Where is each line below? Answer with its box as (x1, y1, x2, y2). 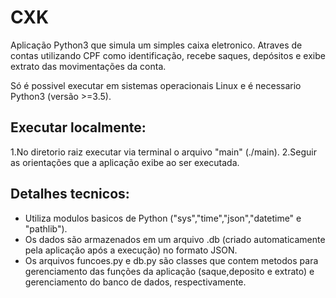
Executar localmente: (10, 119, 147, 136)
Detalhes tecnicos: (10, 186, 130, 203)
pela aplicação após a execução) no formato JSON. (24, 244, 238, 256)
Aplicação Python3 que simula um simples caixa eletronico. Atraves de (10, 39, 303, 51)
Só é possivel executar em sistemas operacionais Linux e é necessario (10, 79, 302, 91)
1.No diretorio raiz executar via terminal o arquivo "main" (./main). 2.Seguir (10, 146, 317, 158)
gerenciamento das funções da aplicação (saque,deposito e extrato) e (24, 265, 315, 277)
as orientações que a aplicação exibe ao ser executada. (10, 156, 240, 168)
